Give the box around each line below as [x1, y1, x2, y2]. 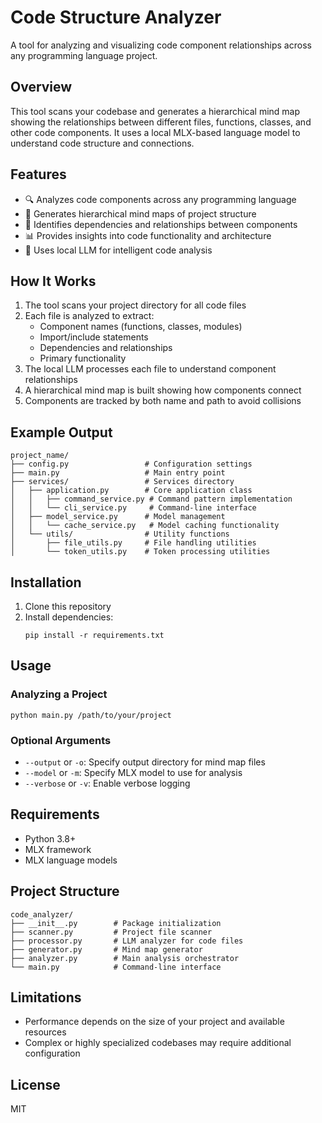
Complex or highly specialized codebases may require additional [24, 1037, 292, 1049]
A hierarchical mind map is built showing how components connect [24, 384, 302, 396]
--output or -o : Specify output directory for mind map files [24, 756, 266, 768]
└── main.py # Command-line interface [10, 962, 222, 972]
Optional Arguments [10, 733, 112, 747]
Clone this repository [24, 601, 112, 612]
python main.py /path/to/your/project [10, 710, 172, 720]
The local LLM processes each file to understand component [24, 363, 277, 375]
